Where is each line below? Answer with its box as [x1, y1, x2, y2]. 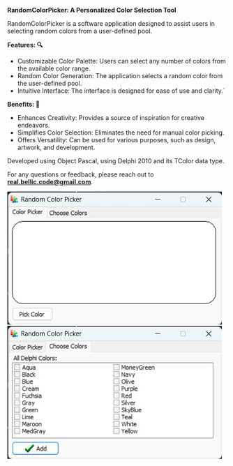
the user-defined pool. [17, 80, 82, 87]
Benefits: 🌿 [7, 100, 40, 108]
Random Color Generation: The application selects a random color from [17, 72, 223, 80]
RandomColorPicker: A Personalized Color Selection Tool [7, 6, 176, 14]
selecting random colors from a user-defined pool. [7, 27, 152, 35]
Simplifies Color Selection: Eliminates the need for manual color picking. [17, 128, 225, 137]
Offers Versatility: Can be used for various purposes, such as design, [17, 136, 216, 144]
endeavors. [17, 121, 50, 129]
